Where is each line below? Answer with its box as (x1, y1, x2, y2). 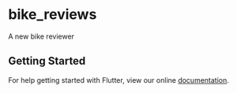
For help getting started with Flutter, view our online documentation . (8, 75, 229, 84)
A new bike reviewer (8, 32, 75, 41)
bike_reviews (8, 6, 97, 24)
